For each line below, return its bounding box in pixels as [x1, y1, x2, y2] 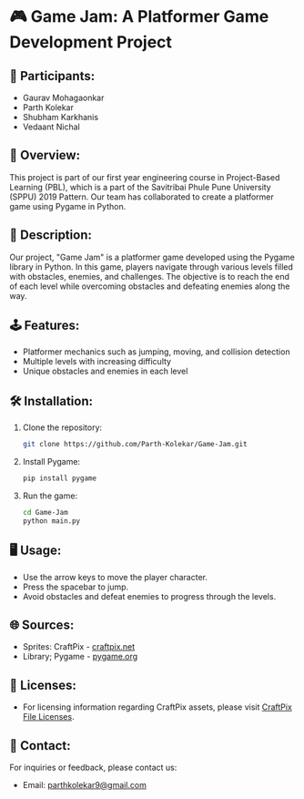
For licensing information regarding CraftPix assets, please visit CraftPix [22, 702, 293, 712]
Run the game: [22, 490, 78, 501]
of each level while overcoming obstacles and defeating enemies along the [9, 281, 290, 292]
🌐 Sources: [9, 617, 75, 632]
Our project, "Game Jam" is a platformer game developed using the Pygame [9, 251, 296, 262]
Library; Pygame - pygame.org [22, 651, 138, 662]
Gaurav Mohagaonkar [22, 92, 105, 103]
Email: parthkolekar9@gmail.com [22, 780, 147, 790]
